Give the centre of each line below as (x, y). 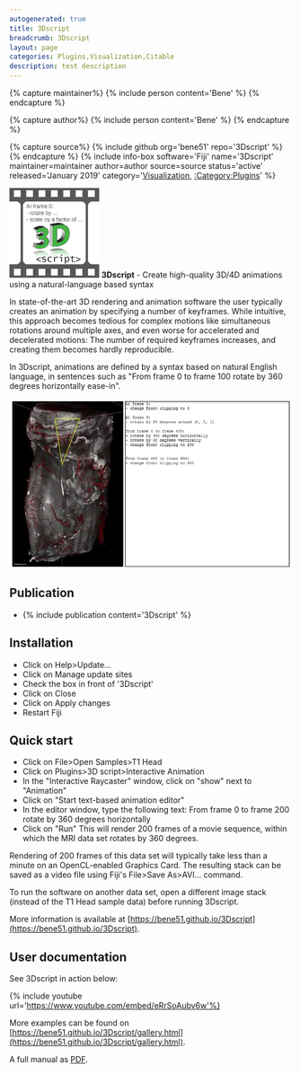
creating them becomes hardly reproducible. (92, 349)
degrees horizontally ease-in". (65, 386)
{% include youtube (46, 996)
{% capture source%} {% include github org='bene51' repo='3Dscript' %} (146, 147)
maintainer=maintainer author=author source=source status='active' (136, 166)
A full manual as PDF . (49, 1060)
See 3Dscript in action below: (64, 979)
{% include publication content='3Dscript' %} (106, 614)
